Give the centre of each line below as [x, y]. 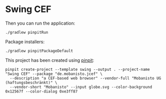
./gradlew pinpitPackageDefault [39, 51]
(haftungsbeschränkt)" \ [31, 82]
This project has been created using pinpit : [50, 60]
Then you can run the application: [40, 23]
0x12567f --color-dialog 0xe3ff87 [42, 91]
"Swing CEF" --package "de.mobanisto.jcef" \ [54, 74]
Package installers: [25, 42]
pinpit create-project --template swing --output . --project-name [78, 69]
